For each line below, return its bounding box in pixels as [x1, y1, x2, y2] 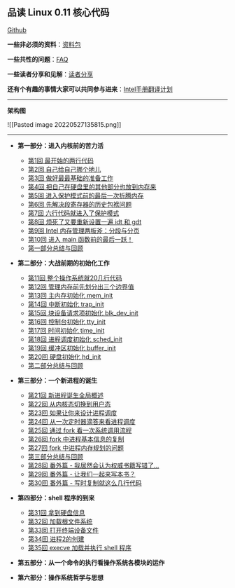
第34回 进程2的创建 [27, 535, 85, 543]
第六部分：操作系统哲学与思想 [17, 573, 104, 582]
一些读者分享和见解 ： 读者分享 [7, 69, 93, 78]
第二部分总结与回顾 [27, 361, 84, 369]
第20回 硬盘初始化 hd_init [27, 353, 101, 361]
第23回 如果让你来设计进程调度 [27, 409, 117, 417]
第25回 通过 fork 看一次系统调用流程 [27, 426, 132, 435]
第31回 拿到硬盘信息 [27, 508, 85, 517]
